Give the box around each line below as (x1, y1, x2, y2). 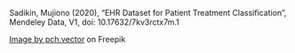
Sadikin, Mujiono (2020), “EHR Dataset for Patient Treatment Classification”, (9, 8, 287, 18)
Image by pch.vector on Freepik (9, 34, 126, 44)
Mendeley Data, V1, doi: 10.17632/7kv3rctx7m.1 (9, 17, 179, 27)
